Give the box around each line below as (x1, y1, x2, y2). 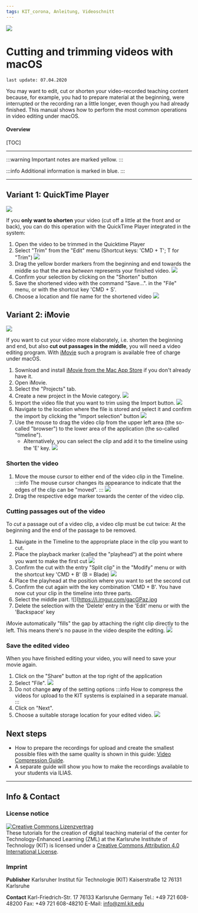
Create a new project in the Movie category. (14, 392, 122, 399)
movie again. (6, 661, 37, 669)
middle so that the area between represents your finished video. (14, 267, 171, 274)
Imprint (6, 862, 28, 871)
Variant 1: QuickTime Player (6, 190, 110, 200)
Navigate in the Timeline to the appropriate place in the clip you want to (14, 538, 189, 545)
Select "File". (14, 680, 46, 687)
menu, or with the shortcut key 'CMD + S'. (14, 286, 117, 293)
